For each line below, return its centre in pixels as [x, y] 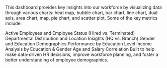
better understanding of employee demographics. [57, 60]
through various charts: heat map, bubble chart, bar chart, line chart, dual [81, 13]
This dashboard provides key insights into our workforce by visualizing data [83, 7]
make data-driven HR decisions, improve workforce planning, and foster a [82, 54]
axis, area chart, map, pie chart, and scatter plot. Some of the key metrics [81, 18]
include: [14, 23]
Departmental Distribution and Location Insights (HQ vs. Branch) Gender [80, 38]
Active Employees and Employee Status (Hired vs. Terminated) [70, 33]
